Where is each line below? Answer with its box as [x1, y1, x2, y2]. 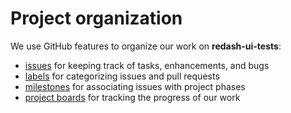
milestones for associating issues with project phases [24, 80, 246, 92]
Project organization [10, 7, 183, 30]
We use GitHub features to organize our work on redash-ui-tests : [10, 40, 282, 52]
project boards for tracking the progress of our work [24, 91, 241, 103]
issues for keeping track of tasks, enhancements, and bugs [24, 59, 270, 71]
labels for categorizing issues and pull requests [24, 70, 220, 82]
